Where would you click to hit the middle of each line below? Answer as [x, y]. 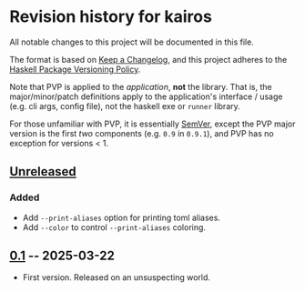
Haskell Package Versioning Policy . [75, 69]
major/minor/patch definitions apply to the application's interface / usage [146, 96]
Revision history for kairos [111, 17]
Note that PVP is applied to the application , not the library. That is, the [141, 86]
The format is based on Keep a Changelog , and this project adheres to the [148, 59]
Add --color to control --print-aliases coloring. [114, 227]
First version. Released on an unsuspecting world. [117, 277]
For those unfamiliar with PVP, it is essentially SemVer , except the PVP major [152, 124]
